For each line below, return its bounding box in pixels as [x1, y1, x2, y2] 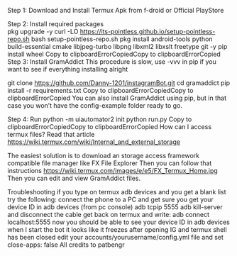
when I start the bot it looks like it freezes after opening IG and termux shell [7, 226, 227, 233]
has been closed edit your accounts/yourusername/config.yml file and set [7, 233, 224, 241]
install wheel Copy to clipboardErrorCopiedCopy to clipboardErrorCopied [7, 50, 221, 58]
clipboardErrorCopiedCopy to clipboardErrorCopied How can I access [7, 123, 211, 130]
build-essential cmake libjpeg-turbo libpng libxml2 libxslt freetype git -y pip [7, 43, 228, 50]
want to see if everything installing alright [7, 65, 128, 73]
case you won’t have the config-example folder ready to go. [7, 101, 183, 109]
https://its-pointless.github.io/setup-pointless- [79, 28, 216, 35]
